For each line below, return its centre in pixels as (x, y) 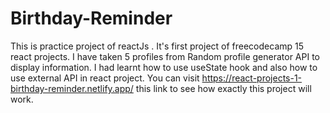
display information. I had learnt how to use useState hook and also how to (164, 67)
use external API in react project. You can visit (105, 78)
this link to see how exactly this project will (223, 88)
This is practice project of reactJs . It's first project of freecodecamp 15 (157, 46)
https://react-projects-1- (252, 78)
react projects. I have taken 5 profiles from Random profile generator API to (165, 56)
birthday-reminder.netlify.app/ (72, 88)
